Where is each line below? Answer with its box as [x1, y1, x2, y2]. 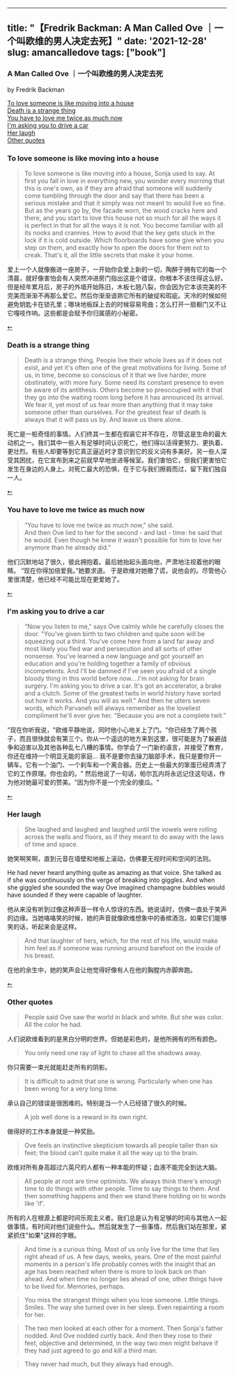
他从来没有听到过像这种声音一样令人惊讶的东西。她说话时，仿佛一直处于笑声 [7, 905, 227, 913]
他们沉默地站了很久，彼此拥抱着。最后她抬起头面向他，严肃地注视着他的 [7, 557, 214, 566]
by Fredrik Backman [7, 85, 65, 94]
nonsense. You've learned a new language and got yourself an [24, 652, 204, 660]
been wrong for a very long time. [24, 1084, 118, 1093]
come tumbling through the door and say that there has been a [24, 191, 205, 200]
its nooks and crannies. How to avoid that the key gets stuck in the [24, 228, 215, 237]
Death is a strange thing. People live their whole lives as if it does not [24, 356, 222, 365]
